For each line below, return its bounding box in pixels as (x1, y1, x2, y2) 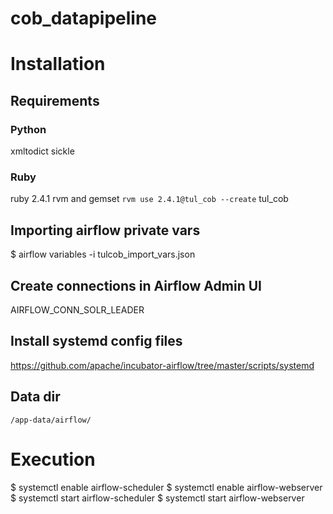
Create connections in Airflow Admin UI (10, 277, 262, 294)
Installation (10, 53, 106, 76)
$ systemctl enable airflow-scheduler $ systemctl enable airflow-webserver (10, 481, 323, 493)
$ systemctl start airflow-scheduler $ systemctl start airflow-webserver (10, 492, 305, 504)
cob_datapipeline (10, 7, 158, 30)
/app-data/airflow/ (10, 415, 92, 425)
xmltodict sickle (10, 145, 75, 157)
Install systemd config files (10, 333, 183, 350)
